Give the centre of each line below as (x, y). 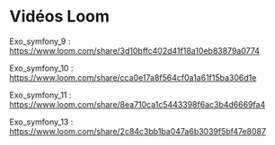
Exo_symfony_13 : (41, 122)
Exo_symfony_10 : (41, 68)
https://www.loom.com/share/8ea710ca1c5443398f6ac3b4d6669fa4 (137, 104)
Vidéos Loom (60, 17)
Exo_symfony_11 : (40, 95)
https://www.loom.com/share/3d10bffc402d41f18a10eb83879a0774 (135, 50)
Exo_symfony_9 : (40, 41)
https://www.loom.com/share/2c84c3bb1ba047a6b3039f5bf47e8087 (138, 131)
